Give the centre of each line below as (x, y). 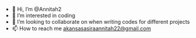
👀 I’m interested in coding (44, 15)
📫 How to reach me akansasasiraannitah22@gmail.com (81, 28)
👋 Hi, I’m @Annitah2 (37, 9)
